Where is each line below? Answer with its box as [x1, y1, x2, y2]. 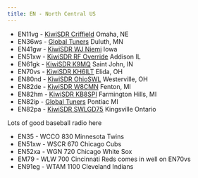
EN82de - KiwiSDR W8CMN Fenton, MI [17, 82, 132, 90]
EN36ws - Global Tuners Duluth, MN [17, 37, 123, 46]
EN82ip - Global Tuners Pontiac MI [17, 97, 118, 106]
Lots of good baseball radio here [7, 118, 102, 127]
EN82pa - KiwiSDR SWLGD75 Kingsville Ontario [17, 105, 156, 113]
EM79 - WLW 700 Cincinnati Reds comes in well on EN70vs [17, 155, 192, 163]
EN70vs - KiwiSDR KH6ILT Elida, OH [17, 67, 123, 76]
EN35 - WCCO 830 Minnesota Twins [17, 132, 125, 141]
